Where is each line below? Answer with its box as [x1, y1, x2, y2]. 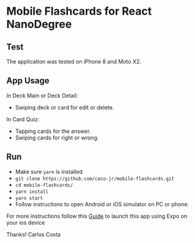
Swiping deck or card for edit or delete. [15, 103, 114, 111]
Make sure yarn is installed [15, 168, 83, 175]
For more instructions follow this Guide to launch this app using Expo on [6, 212, 188, 220]
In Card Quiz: [6, 115, 40, 123]
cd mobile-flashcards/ [15, 182, 73, 188]
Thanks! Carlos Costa [6, 231, 61, 238]
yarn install [15, 189, 49, 195]
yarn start [15, 195, 43, 201]
